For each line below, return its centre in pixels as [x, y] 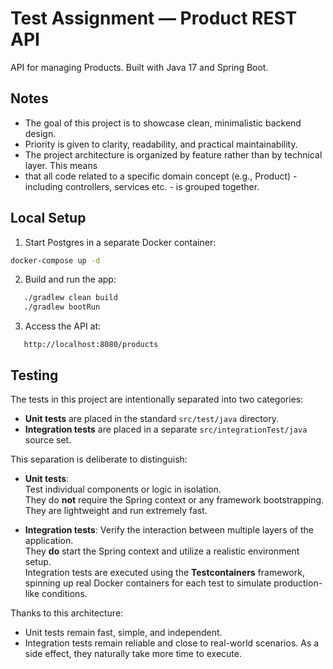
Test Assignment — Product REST [154, 18]
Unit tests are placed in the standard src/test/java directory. [151, 418]
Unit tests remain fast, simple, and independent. [123, 632]
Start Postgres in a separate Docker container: [120, 242]
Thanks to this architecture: [67, 613]
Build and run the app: [70, 279]
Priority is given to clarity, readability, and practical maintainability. [161, 144]
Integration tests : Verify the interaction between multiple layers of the [169, 530]
